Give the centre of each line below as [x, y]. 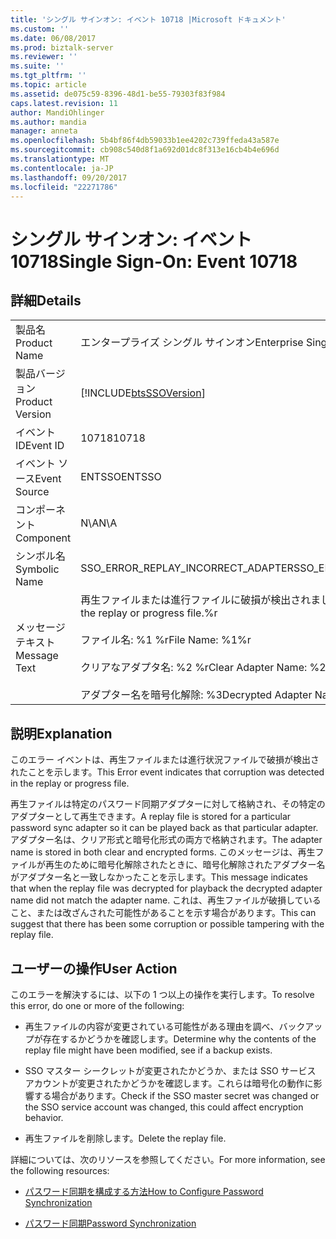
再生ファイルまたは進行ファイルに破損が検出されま [201, 600]
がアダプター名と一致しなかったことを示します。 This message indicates [159, 877]
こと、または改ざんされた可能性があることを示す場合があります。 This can [163, 913]
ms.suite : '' [37, 66]
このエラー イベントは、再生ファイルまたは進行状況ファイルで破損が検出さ [165, 760]
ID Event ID [40, 446]
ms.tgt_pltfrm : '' [48, 76]
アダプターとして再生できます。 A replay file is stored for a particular [151, 817]
